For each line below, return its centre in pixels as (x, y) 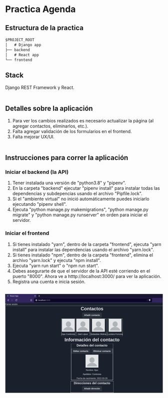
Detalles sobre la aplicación (49, 109)
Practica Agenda (40, 9)
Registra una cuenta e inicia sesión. (49, 282)
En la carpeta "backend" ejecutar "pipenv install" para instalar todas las (86, 188)
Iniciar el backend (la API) (37, 172)
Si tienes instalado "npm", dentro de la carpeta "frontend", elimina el (83, 255)
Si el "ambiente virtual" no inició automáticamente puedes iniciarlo (81, 199)
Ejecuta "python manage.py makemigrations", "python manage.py (80, 210)
